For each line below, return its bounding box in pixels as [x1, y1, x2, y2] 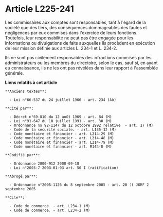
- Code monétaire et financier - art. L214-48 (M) [9, 135, 114, 140]
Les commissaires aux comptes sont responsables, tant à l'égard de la [5, 19, 146, 25]
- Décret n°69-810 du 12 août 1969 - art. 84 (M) [9, 114, 112, 119]
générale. [5, 70, 24, 76]
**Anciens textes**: [5, 89, 47, 94]
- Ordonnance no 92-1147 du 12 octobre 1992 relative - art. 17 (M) [9, 123, 153, 128]
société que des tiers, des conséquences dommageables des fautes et [5, 24, 147, 30]
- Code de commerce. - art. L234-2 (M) [9, 208, 91, 213]
